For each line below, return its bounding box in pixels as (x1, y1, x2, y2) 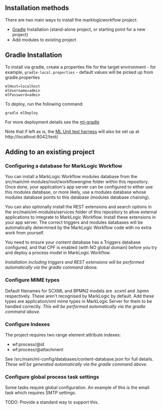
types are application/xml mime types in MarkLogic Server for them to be (5, 298, 152, 304)
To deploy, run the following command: (5, 101, 84, 107)
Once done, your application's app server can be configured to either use (5, 184, 153, 190)
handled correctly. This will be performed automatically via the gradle (5, 303, 146, 309)
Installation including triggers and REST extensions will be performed (5, 259, 144, 265)
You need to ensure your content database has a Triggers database (5, 239, 141, 245)
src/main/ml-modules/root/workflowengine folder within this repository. (5, 179, 149, 185)
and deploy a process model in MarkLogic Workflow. (5, 250, 111, 256)
